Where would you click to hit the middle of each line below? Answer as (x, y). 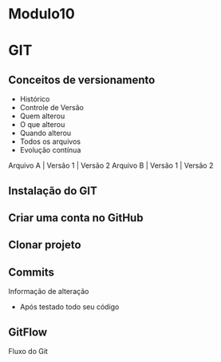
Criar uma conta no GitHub (76, 218)
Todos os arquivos (50, 141)
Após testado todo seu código (69, 307)
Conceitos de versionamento (82, 80)
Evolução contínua (50, 150)
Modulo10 (42, 14)
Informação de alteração (49, 292)
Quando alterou (45, 133)
